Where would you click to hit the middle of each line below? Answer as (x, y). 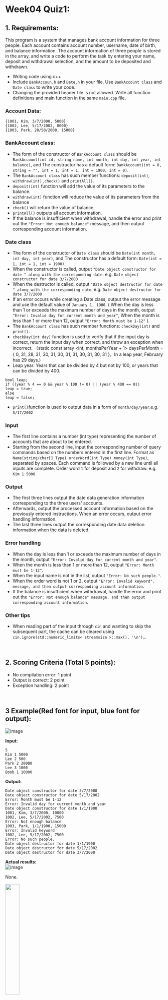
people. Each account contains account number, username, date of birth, (81, 45)
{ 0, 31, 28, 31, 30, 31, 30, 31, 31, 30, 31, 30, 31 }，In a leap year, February (88, 354)
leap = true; (19, 389)
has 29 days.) (27, 360)
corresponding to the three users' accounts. (58, 503)
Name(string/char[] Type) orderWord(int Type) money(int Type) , (80, 458)
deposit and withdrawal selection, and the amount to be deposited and (78, 61)
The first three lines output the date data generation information (78, 498)
